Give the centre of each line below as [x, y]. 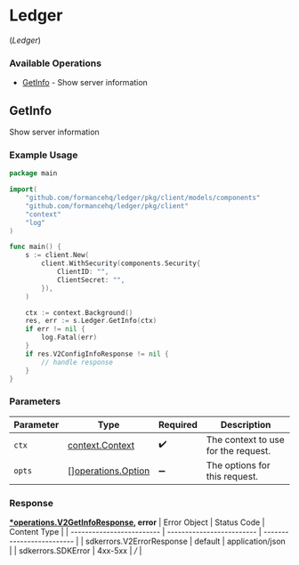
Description [246, 424]
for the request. [238, 450]
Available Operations [56, 63]
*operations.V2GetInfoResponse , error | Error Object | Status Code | [137, 522]
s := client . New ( [57, 255]
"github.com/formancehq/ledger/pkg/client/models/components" [143, 198]
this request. [232, 476]
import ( [24, 190]
